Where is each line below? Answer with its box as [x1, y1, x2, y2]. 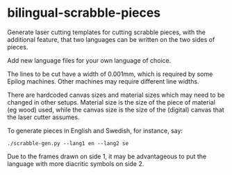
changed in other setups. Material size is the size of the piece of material [7, 98, 215, 106]
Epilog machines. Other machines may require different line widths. [7, 77, 199, 85]
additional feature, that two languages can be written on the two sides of [7, 35, 215, 43]
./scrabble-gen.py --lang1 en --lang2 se [7, 139, 129, 147]
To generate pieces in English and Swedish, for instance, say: [7, 126, 183, 135]
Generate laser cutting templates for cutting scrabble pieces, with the [7, 28, 206, 36]
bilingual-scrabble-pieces [7, 5, 161, 21]
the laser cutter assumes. [7, 113, 80, 121]
